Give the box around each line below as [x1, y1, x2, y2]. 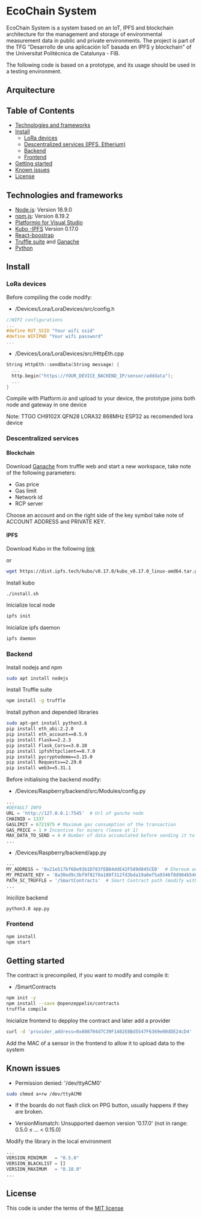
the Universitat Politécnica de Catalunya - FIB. [6, 49, 120, 57]
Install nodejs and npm [6, 663, 63, 671]
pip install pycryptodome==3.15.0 [6, 753, 93, 760]
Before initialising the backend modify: [6, 776, 102, 783]
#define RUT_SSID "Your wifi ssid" [6, 328, 96, 334]
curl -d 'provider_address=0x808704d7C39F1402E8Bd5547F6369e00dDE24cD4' [6, 1028, 192, 1035]
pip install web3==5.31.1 [6, 765, 71, 771]
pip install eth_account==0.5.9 [6, 732, 87, 738]
